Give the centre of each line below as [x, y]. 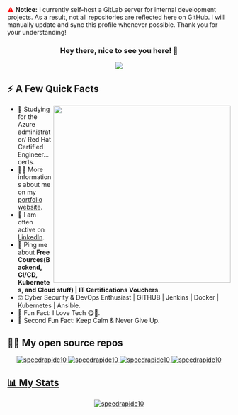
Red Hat [39, 140]
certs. [26, 162]
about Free [34, 252]
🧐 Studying [34, 109]
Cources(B [34, 260]
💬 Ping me [33, 245]
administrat [34, 132]
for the [27, 117]
